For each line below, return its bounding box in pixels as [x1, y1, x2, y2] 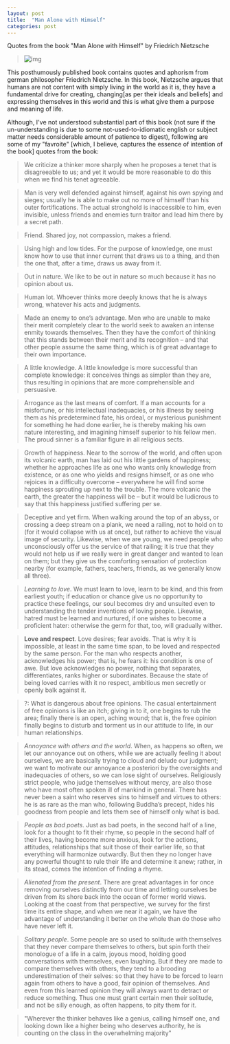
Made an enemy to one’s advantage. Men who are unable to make [23, 314, 211, 322]
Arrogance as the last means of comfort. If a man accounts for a [23, 399, 206, 407]
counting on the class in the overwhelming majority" [23, 1029, 172, 1037]
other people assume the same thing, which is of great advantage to [23, 343, 218, 351]
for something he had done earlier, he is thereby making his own [23, 421, 207, 429]
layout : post [7, 10, 45, 17]
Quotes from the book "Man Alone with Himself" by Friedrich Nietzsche [7, 42, 209, 50]
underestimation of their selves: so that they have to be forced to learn [23, 972, 224, 980]
